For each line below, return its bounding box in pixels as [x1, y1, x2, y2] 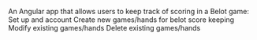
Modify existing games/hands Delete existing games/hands [8, 24, 201, 32]
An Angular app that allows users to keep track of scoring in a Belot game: [8, 7, 250, 16]
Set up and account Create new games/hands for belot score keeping [8, 15, 235, 24]
